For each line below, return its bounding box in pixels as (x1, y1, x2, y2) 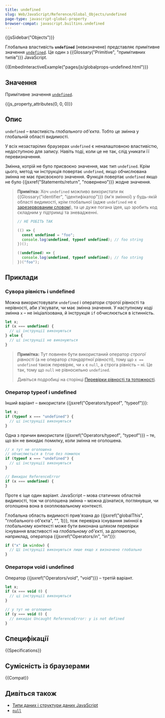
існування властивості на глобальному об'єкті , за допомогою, (5, 528, 137, 534)
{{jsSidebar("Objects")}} (5, 35, 55, 40)
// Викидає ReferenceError (5, 474, 61, 479)
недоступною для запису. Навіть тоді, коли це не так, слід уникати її (5, 148, 149, 154)
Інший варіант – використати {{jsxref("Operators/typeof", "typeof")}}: (5, 400, 149, 406)
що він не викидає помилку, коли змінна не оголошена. (5, 437, 122, 443)
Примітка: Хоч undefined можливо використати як (17, 188, 124, 194)
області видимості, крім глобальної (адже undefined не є (17, 199, 137, 205)
